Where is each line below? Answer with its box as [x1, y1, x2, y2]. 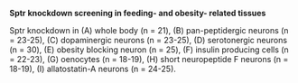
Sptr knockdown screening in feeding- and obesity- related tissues [9, 8, 266, 18]
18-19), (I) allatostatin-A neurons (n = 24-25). [9, 63, 176, 74]
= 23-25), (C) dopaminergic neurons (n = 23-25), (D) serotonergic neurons [9, 35, 287, 45]
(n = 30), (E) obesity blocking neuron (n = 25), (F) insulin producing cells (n [9, 44, 289, 55]
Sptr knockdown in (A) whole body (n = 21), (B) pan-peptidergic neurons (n [9, 25, 289, 35]
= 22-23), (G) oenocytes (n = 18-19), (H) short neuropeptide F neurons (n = [9, 54, 289, 64]
